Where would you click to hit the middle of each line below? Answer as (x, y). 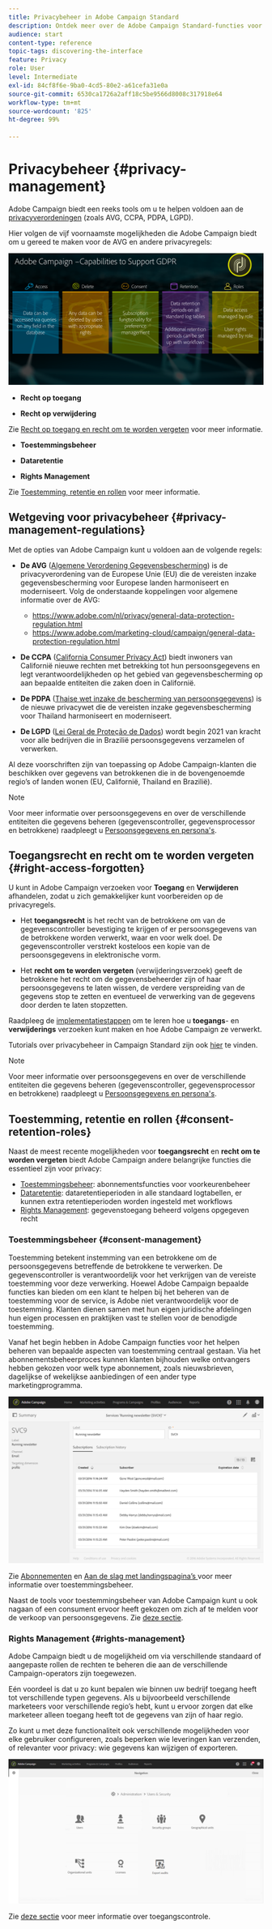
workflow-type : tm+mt (45, 102)
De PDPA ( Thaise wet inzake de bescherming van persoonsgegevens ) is (141, 698)
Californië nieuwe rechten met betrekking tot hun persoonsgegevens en (140, 665)
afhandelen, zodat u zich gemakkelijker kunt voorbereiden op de (116, 896)
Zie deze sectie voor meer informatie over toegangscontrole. (110, 1916)
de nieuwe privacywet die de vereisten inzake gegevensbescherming (136, 707)
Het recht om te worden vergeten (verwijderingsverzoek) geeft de (131, 971)
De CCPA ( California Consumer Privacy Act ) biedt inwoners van (126, 657)
